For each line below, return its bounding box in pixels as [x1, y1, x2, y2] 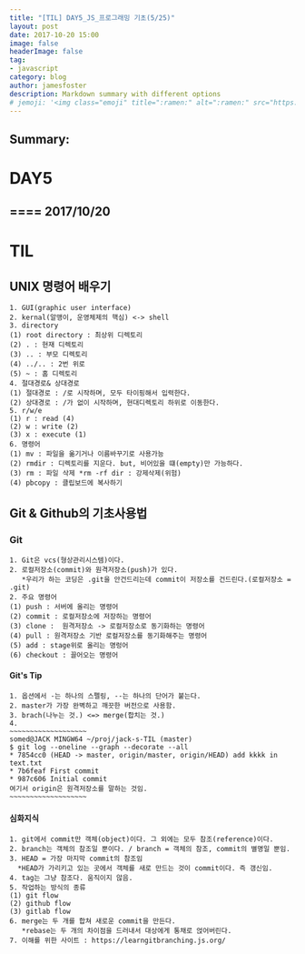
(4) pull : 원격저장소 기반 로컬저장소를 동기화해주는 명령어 [9, 631, 208, 641]
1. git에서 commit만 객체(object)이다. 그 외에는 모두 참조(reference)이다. [9, 835, 274, 844]
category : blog [9, 73, 67, 82]
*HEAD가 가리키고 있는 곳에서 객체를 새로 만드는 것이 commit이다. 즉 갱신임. [17, 864, 273, 873]
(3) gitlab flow [9, 907, 71, 917]
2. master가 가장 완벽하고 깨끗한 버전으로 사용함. [9, 701, 177, 710]
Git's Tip [9, 669, 43, 680]
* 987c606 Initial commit [9, 775, 107, 784]
